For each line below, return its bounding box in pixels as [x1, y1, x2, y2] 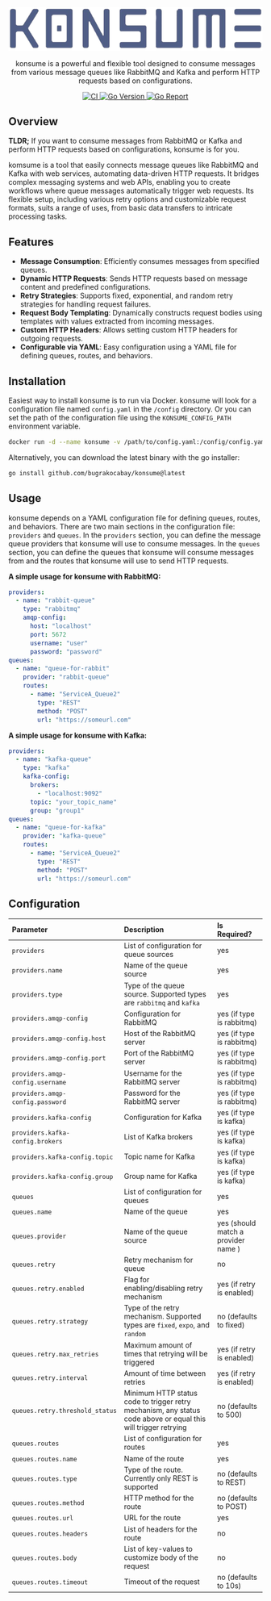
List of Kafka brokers [123, 1131, 194, 1141]
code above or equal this [123, 1414, 206, 1423]
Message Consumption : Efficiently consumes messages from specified [19, 257, 260, 266]
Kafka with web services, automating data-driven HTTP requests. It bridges [8, 169, 260, 178]
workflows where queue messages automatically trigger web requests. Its [8, 186, 254, 196]
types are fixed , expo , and [123, 1320, 210, 1330]
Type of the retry [123, 1303, 180, 1313]
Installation [8, 374, 66, 388]
